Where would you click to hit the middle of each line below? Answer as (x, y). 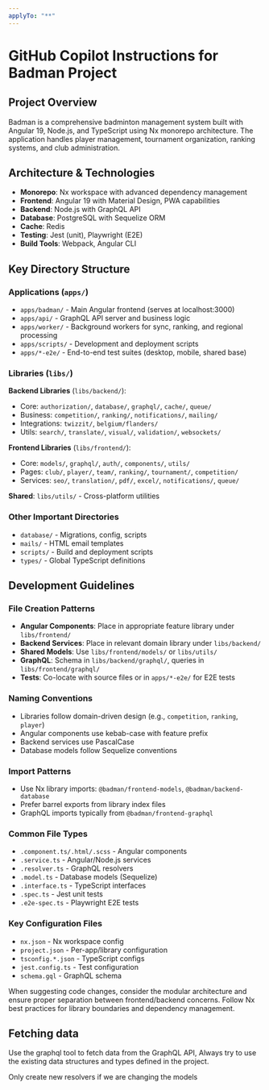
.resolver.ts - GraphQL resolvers (77, 868)
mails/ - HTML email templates (72, 543)
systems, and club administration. (64, 148)
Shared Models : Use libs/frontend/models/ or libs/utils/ (118, 652)
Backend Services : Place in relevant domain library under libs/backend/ (141, 643)
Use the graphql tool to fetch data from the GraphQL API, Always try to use (132, 1053)
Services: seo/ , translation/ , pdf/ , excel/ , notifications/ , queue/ (130, 481)
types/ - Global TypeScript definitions (83, 560)
